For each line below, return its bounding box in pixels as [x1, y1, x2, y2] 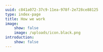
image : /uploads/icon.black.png [14, 30, 81, 35]
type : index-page [5, 12, 41, 17]
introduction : [5, 35, 35, 40]
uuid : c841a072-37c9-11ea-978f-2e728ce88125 [5, 7, 99, 12]
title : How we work [5, 16, 46, 21]
